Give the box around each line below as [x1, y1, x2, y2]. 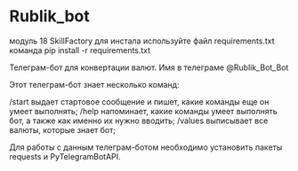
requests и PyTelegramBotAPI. [9, 151, 122, 161]
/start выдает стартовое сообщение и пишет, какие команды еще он [9, 96, 270, 107]
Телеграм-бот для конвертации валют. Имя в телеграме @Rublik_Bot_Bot [9, 62, 289, 73]
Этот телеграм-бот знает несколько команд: [9, 79, 180, 89]
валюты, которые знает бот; [9, 124, 116, 135]
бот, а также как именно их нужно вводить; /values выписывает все [9, 115, 269, 126]
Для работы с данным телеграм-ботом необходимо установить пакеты [9, 142, 283, 152]
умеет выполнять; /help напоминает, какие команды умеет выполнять [9, 105, 278, 116]
